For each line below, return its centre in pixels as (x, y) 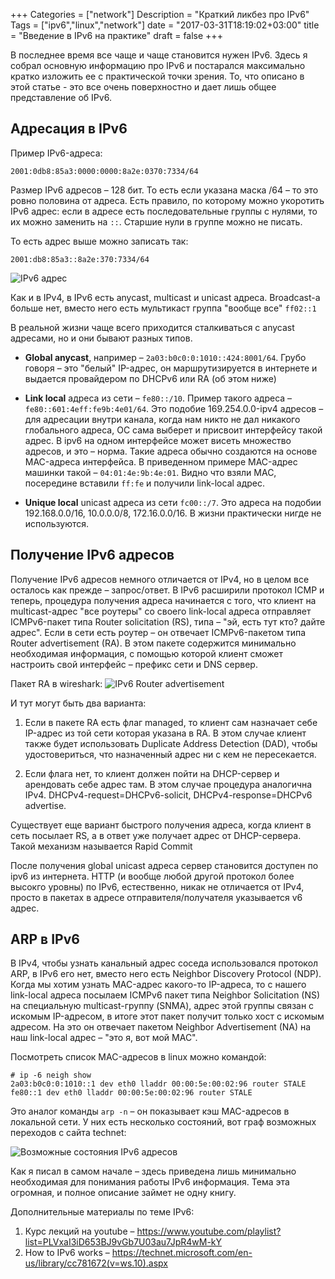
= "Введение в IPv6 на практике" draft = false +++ (116, 35)
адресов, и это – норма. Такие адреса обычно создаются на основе (171, 451)
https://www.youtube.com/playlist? (209, 1231)
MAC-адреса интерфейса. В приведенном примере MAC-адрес (161, 461)
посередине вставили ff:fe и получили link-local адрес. (145, 483)
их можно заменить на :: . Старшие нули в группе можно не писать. (156, 221)
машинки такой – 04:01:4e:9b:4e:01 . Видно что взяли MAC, (150, 472)
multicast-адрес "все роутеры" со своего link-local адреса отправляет (161, 611)
